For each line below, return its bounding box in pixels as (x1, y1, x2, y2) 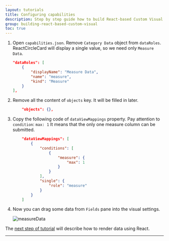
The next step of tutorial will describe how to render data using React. (5, 225, 150, 231)
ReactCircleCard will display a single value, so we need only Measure (12, 45, 154, 51)
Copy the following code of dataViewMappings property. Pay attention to (12, 116, 160, 122)
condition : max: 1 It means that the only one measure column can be (12, 122, 156, 128)
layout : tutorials (5, 7, 44, 13)
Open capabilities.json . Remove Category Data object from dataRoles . (12, 40, 161, 46)
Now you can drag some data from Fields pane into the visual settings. (12, 206, 160, 212)
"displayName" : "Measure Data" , (31, 69, 99, 74)
